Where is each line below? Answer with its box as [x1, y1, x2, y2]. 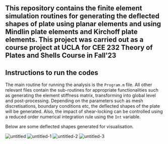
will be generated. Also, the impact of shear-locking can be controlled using [5, 108, 163, 115]
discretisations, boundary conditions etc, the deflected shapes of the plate [5, 103, 160, 109]
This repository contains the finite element [5, 4, 142, 13]
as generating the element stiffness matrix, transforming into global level [5, 93, 156, 99]
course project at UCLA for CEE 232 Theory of [5, 43, 153, 52]
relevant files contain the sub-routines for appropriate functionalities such [5, 87, 159, 93]
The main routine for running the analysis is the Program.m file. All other [5, 82, 152, 88]
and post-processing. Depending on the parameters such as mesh [5, 98, 143, 104]
